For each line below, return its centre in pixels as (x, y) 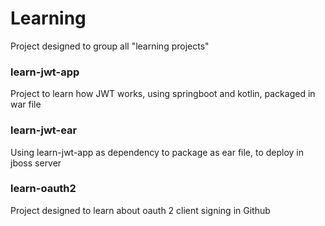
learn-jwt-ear (44, 130)
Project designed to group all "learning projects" (110, 46)
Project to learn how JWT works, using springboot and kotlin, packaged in (163, 94)
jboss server (36, 163)
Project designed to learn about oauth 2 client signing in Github (140, 210)
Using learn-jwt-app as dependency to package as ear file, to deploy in (157, 152)
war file (26, 104)
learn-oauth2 (43, 189)
